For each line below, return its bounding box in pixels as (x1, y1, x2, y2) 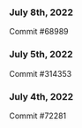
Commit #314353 (9, 68, 72, 79)
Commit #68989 (9, 26, 69, 37)
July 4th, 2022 (9, 90, 74, 102)
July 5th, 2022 (9, 49, 73, 61)
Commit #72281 (9, 110, 67, 121)
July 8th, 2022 (9, 6, 73, 19)
